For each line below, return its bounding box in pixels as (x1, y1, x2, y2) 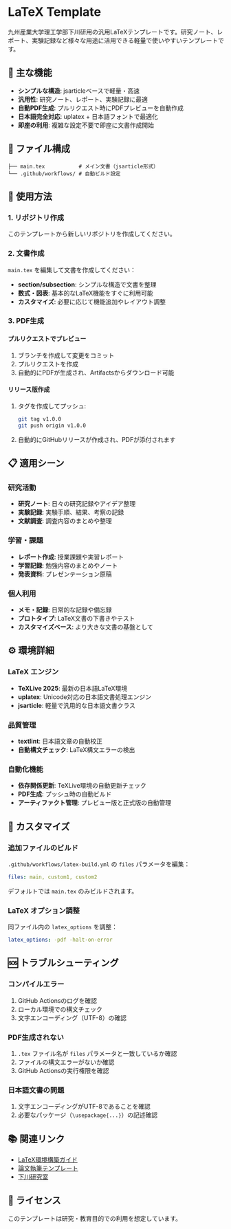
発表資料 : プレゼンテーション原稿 (17, 570, 112, 578)
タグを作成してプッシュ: (17, 401, 87, 410)
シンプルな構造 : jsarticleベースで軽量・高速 (17, 87, 140, 95)
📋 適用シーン (8, 458, 65, 469)
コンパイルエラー (8, 979, 65, 989)
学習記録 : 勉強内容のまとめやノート (17, 561, 118, 569)
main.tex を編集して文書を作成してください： (8, 265, 136, 274)
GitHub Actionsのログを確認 (17, 996, 98, 1004)
